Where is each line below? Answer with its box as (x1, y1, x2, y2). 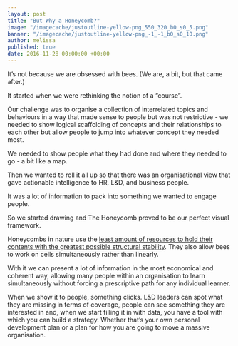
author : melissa (7, 37, 56, 44)
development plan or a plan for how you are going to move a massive (7, 322, 210, 332)
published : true (7, 44, 56, 51)
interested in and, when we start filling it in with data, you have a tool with (7, 307, 223, 316)
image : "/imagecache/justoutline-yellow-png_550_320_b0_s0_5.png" (7, 24, 209, 31)
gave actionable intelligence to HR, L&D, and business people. (7, 178, 190, 186)
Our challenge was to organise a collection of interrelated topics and (7, 105, 209, 113)
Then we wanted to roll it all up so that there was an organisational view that (7, 171, 231, 179)
